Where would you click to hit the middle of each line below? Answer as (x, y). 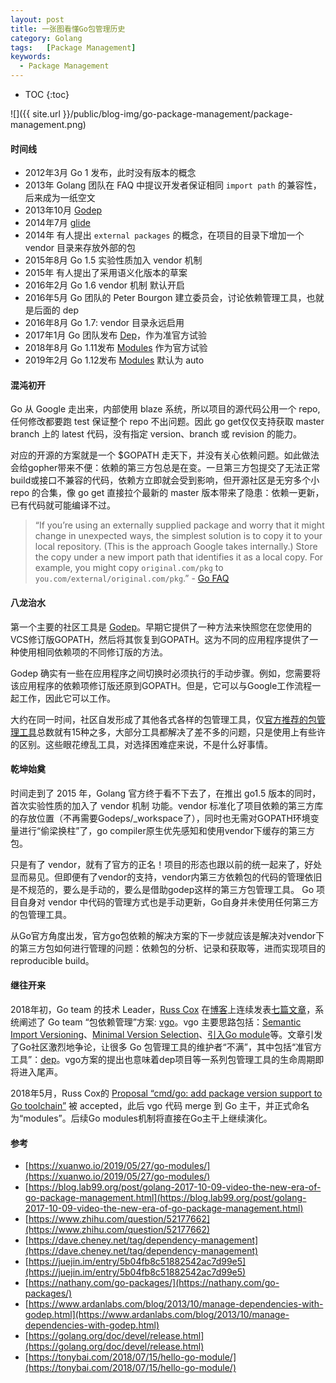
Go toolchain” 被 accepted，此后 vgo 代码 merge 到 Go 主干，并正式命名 (160, 1106)
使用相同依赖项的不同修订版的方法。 (93, 652)
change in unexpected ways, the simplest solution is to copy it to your (178, 536)
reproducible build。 (52, 960)
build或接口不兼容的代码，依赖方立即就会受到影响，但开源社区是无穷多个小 (165, 480)
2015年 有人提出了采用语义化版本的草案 (106, 273)
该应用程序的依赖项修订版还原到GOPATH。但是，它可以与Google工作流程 (161, 685)
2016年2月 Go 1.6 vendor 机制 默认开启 (104, 285)
